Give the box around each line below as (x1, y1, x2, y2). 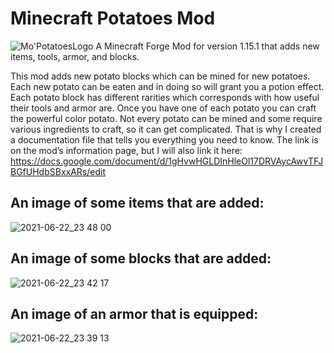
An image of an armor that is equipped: (10, 305, 259, 322)
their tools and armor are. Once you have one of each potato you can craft (10, 102, 317, 114)
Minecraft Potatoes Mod (10, 7, 216, 30)
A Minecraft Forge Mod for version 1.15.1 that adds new (95, 40, 320, 52)
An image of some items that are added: (10, 195, 265, 212)
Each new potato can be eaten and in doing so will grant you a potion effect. (10, 80, 325, 92)
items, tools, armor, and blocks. (10, 50, 140, 62)
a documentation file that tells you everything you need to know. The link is (10, 133, 319, 146)
